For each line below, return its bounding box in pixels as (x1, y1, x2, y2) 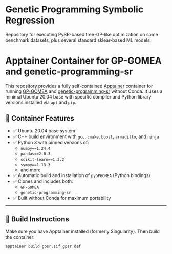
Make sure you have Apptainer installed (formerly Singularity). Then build (5, 228, 160, 235)
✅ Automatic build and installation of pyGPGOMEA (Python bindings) (12, 172, 150, 178)
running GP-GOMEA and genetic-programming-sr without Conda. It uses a (5, 88, 163, 94)
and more (20, 167, 41, 173)
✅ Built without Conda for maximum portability (12, 194, 111, 201)
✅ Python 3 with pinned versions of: (12, 139, 89, 145)
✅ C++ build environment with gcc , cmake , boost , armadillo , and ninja (12, 133, 160, 140)
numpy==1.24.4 (20, 146, 51, 151)
